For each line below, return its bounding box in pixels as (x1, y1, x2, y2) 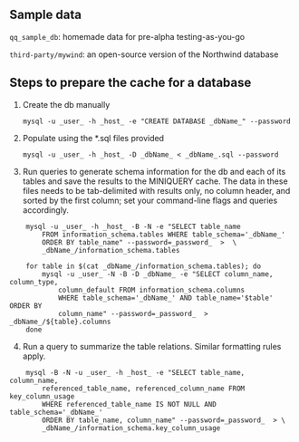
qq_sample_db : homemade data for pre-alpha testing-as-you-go (9, 31, 246, 42)
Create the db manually (22, 99, 111, 110)
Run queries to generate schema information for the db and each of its (22, 166, 286, 177)
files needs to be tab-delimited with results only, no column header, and (22, 185, 291, 196)
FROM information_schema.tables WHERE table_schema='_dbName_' (42, 230, 285, 239)
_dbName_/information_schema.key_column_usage (42, 423, 221, 433)
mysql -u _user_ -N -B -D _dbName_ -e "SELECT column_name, (42, 269, 274, 279)
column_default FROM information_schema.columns (57, 285, 246, 294)
